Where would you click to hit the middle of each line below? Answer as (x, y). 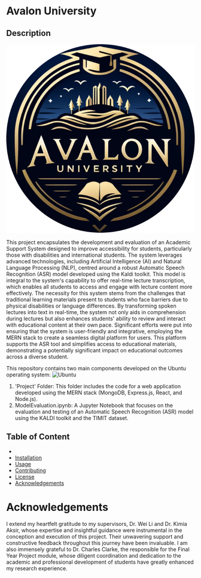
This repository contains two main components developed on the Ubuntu (96, 368)
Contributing (30, 470)
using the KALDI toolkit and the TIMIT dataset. (71, 418)
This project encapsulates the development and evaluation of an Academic (98, 242)
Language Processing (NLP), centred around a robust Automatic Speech (95, 268)
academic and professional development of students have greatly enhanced (100, 562)
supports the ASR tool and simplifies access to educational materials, (92, 344)
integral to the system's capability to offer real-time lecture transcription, (96, 280)
